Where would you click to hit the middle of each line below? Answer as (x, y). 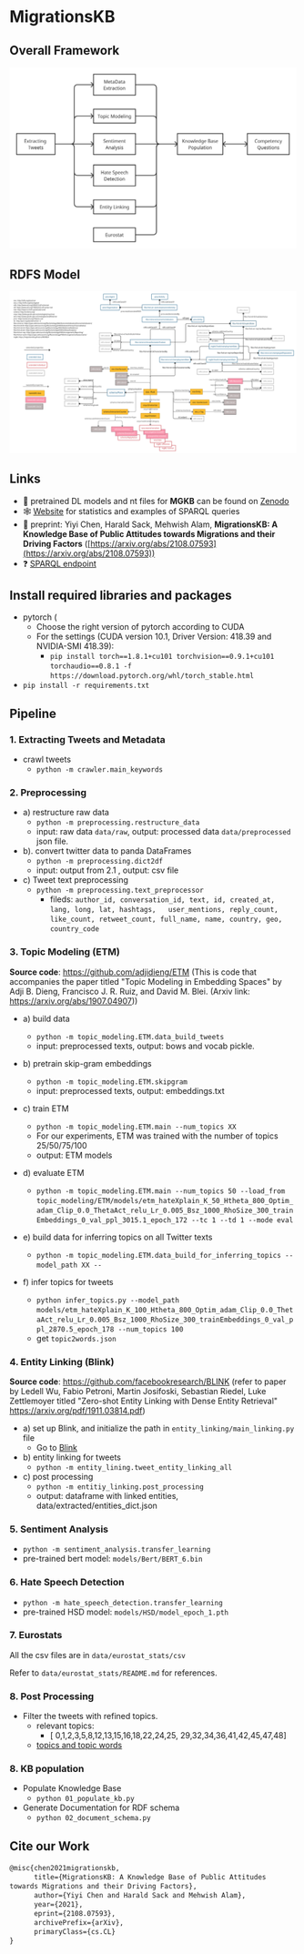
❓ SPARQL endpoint (60, 563)
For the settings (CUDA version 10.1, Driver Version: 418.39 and (154, 637)
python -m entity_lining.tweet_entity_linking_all (134, 1467)
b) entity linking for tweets (71, 1457)
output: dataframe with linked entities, (107, 1495)
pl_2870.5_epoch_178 (75, 1329)
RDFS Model (45, 274)
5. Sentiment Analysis (59, 1529)
